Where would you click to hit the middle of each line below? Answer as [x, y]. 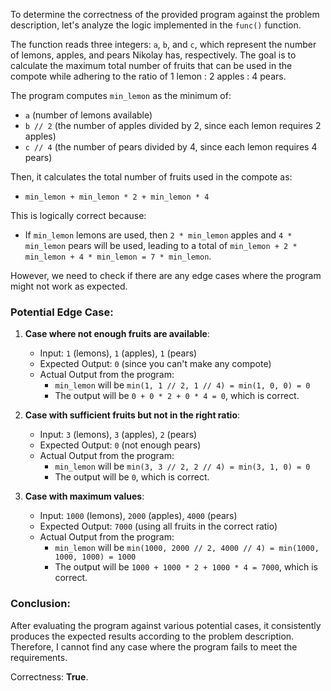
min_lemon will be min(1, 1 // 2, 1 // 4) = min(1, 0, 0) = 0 [182, 385]
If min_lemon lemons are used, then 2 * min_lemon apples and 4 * [158, 235]
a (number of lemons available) [88, 115]
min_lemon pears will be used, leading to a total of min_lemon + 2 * [161, 245]
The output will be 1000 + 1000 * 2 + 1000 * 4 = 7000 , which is [186, 567]
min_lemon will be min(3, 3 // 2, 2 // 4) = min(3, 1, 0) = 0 [182, 466]
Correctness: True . [49, 676]
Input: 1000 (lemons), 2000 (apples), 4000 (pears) [138, 516]
